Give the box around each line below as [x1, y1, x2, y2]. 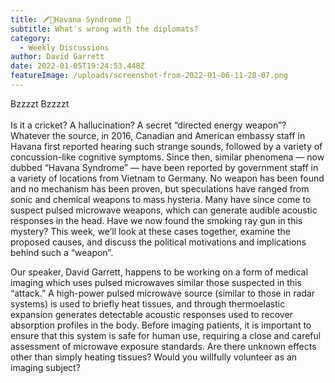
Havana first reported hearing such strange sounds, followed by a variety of [10, 140, 323, 152]
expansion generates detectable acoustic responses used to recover [10, 308, 293, 320]
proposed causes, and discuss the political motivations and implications [10, 236, 307, 248]
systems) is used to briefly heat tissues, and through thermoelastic [10, 297, 286, 310]
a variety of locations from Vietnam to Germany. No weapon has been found [10, 172, 325, 184]
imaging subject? [10, 361, 81, 373]
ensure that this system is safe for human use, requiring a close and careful [10, 329, 322, 341]
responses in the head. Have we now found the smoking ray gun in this [10, 214, 303, 226]
